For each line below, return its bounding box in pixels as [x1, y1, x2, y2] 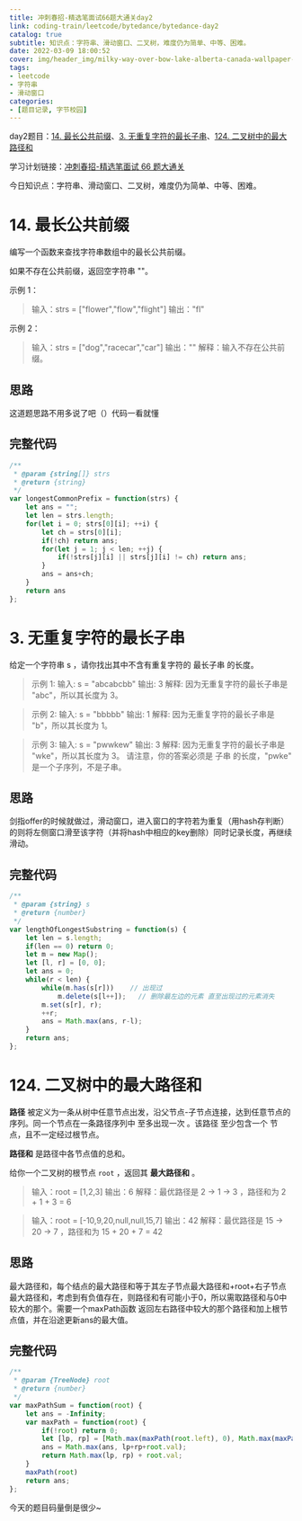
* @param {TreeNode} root [13, 1376, 111, 1385]
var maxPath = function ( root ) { [25, 1418, 147, 1427]
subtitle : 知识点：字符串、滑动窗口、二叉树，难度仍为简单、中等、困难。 [9, 38, 251, 48]
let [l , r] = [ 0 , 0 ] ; [25, 958, 106, 967]
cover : [9, 55, 34, 64]
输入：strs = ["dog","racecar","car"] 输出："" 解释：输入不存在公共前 [31, 342, 286, 353]
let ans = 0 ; [25, 967, 75, 976]
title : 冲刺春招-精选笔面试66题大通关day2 [9, 13, 153, 22]
